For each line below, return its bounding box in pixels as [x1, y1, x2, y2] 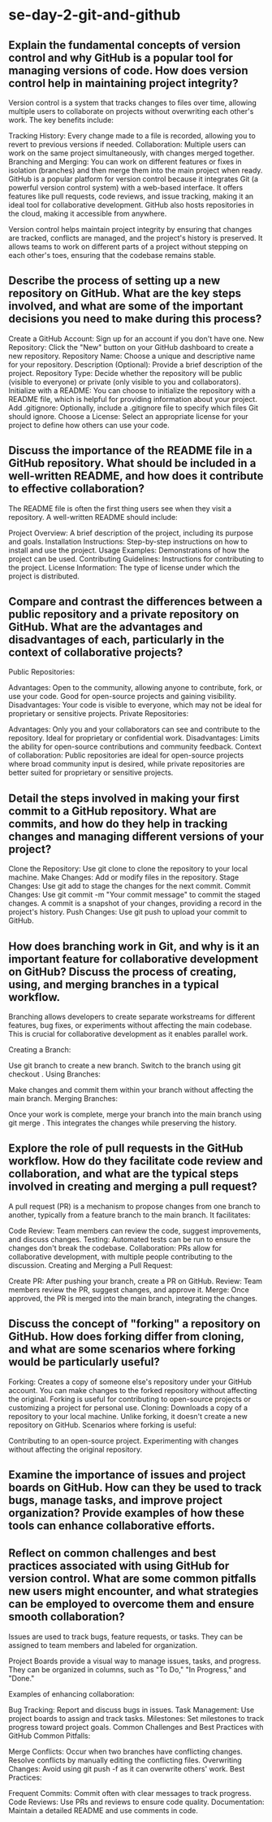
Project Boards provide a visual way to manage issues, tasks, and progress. [8, 1656, 261, 1666]
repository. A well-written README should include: [8, 512, 178, 522]
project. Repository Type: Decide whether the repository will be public [8, 368, 243, 378]
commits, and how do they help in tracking [8, 816, 228, 831]
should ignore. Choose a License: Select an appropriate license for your [8, 411, 249, 421]
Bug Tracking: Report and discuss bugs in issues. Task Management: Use [8, 1705, 254, 1715]
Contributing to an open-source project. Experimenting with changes [8, 1435, 240, 1445]
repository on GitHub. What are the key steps [8, 286, 242, 300]
